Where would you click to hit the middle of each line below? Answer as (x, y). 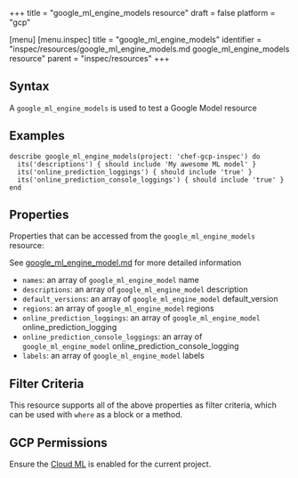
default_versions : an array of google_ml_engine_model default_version (150, 299)
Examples (37, 136)
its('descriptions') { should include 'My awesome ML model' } (137, 164)
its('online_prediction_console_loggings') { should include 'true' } (151, 180)
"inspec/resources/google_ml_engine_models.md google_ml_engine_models (149, 49)
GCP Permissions (59, 443)
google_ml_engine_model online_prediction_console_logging (130, 346)
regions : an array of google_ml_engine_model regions (118, 308)
